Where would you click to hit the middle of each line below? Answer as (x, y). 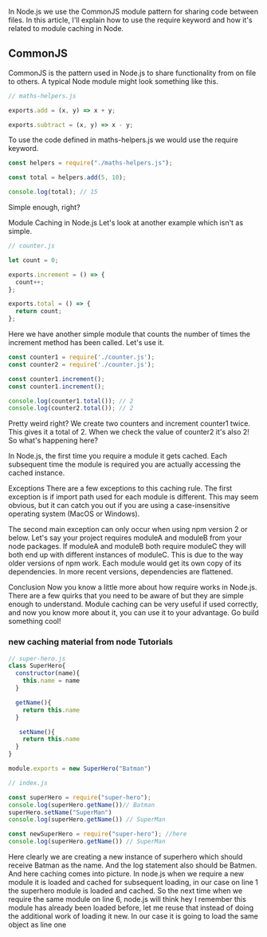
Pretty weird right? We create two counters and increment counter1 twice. (130, 423)
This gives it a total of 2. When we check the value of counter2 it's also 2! (129, 432)
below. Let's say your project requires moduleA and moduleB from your (125, 538)
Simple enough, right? (45, 208)
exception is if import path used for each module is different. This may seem (133, 497)
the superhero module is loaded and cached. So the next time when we (126, 891)
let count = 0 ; (33, 260)
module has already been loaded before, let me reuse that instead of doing (131, 908)
